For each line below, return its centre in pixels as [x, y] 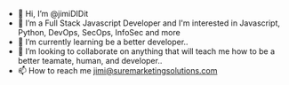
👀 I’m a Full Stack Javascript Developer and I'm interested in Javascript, [149, 23]
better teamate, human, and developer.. [90, 61]
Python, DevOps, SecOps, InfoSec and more [99, 32]
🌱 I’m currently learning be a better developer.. [103, 42]
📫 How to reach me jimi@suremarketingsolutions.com [117, 70]
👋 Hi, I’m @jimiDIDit [53, 14]
